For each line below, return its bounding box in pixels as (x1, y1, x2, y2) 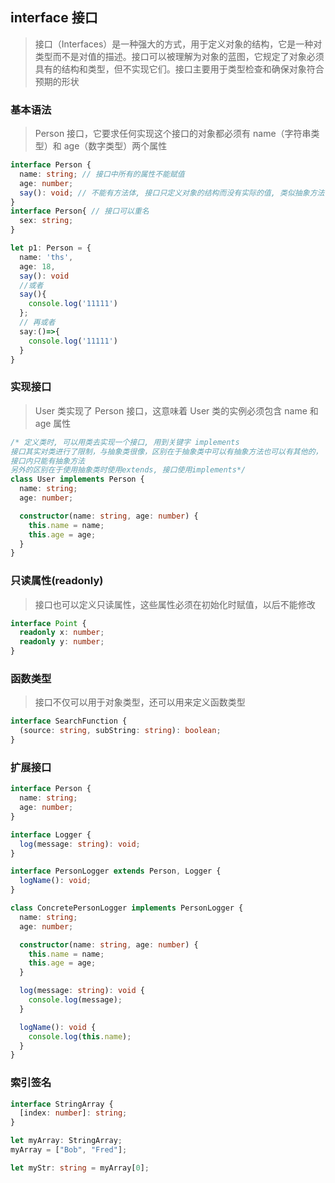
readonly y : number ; (19, 637, 105, 647)
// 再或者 (19, 318, 56, 328)
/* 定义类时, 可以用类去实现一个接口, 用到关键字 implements (10, 437, 240, 447)
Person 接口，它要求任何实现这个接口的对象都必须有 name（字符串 (34, 128, 312, 140)
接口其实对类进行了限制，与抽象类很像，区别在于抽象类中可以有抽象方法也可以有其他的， (10, 446, 323, 457)
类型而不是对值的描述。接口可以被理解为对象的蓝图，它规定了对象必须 (34, 50, 325, 62)
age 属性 (34, 417, 72, 429)
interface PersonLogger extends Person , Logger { (10, 866, 222, 877)
